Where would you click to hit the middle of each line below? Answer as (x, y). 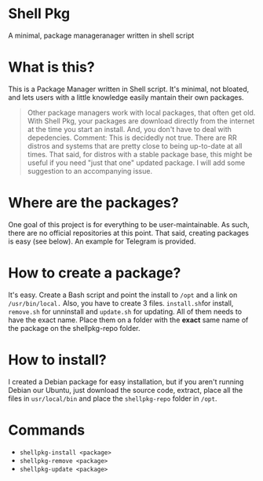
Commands (47, 430)
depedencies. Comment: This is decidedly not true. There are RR (132, 138)
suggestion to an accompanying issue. (90, 171)
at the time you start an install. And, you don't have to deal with (129, 129)
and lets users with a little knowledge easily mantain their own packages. (126, 97)
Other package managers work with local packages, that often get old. (141, 112)
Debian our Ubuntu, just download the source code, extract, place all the (126, 390)
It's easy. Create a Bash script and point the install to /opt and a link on (123, 295)
